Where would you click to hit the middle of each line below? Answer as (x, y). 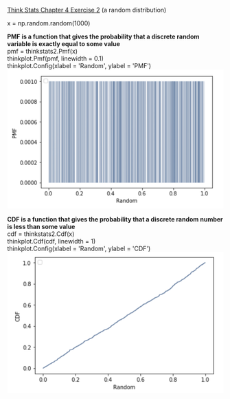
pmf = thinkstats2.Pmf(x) (42, 51)
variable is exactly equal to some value (64, 44)
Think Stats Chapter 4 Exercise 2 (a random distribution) (87, 10)
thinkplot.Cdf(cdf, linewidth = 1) (51, 241)
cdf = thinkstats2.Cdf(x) (41, 234)
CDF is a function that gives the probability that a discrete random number (115, 219)
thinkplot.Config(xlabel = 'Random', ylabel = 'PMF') (79, 66)
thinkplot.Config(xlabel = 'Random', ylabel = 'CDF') (79, 248)
